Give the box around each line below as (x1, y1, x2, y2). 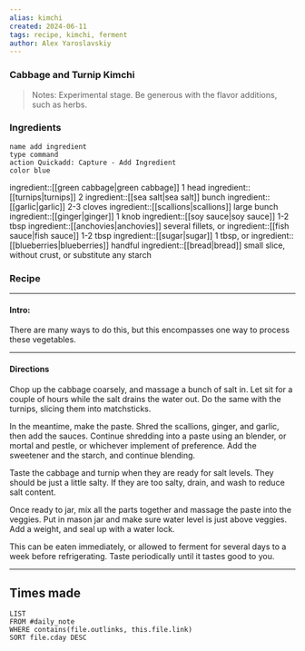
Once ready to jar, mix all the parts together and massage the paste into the (9, 504, 292, 515)
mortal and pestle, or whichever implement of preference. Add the (9, 439, 257, 450)
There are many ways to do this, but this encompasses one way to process (9, 324, 290, 336)
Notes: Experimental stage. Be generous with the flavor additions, (31, 89, 278, 100)
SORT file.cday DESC (9, 633, 88, 643)
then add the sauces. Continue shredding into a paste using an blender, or (9, 430, 287, 441)
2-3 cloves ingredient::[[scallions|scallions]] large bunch (67, 201, 279, 212)
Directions (9, 363, 50, 374)
